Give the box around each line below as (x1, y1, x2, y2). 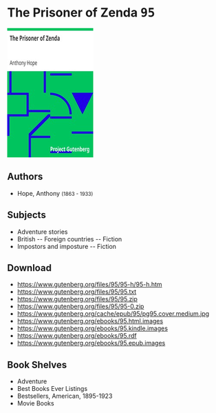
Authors (7, 171, 43, 183)
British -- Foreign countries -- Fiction (17, 234, 122, 243)
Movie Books (17, 399, 54, 407)
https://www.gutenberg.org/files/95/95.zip (17, 295, 138, 303)
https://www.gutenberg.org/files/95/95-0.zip (17, 302, 144, 311)
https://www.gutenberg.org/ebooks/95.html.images (17, 317, 164, 325)
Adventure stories (17, 228, 68, 236)
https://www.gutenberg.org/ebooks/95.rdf (17, 332, 137, 340)
